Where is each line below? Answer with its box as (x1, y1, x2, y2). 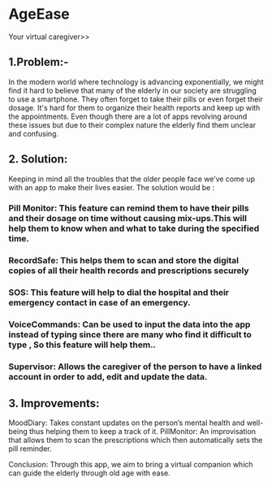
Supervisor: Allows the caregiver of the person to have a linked (8, 361, 262, 372)
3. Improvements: (8, 396, 100, 410)
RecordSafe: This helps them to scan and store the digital (8, 255, 240, 267)
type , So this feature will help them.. (8, 339, 157, 350)
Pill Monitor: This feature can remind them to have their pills (8, 202, 249, 214)
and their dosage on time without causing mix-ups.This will (8, 213, 248, 224)
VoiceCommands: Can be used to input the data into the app (8, 319, 251, 330)
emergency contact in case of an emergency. (8, 297, 191, 309)
